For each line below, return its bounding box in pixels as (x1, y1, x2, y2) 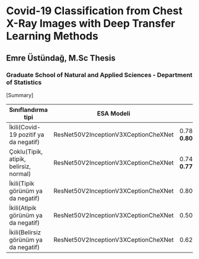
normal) (9, 170, 31, 178)
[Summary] (6, 91, 34, 98)
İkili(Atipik (9, 203, 37, 212)
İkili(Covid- (9, 123, 41, 131)
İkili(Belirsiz (9, 228, 41, 236)
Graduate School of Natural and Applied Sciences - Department (6, 71, 192, 79)
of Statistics (6, 78, 42, 87)
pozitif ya (18, 130, 44, 139)
